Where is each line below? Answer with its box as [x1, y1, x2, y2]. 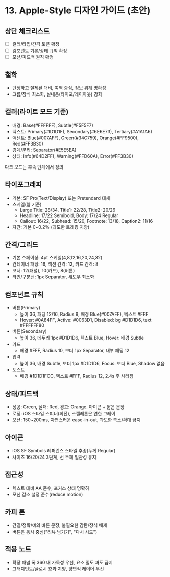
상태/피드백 [5, 389, 39, 398]
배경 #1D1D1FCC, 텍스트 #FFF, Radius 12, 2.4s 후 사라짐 [19, 373, 134, 379]
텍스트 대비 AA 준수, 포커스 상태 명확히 [12, 485, 90, 491]
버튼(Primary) [12, 305, 40, 311]
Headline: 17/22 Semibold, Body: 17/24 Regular [19, 212, 118, 219]
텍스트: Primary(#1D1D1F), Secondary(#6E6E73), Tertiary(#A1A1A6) [12, 128, 153, 134]
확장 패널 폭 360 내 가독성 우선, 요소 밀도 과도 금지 [12, 560, 113, 566]
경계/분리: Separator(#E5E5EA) [12, 147, 77, 153]
